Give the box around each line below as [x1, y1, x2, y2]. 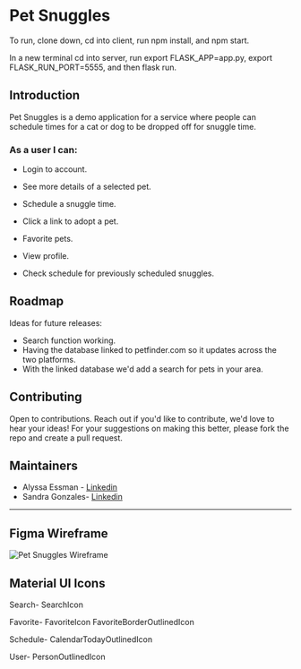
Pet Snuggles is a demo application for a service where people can [9, 111, 257, 122]
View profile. [21, 251, 70, 262]
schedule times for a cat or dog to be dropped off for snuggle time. [9, 121, 257, 132]
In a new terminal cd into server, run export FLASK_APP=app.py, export [9, 52, 273, 63]
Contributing [9, 390, 82, 405]
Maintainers [9, 459, 79, 474]
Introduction [9, 88, 81, 103]
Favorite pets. [21, 234, 73, 244]
